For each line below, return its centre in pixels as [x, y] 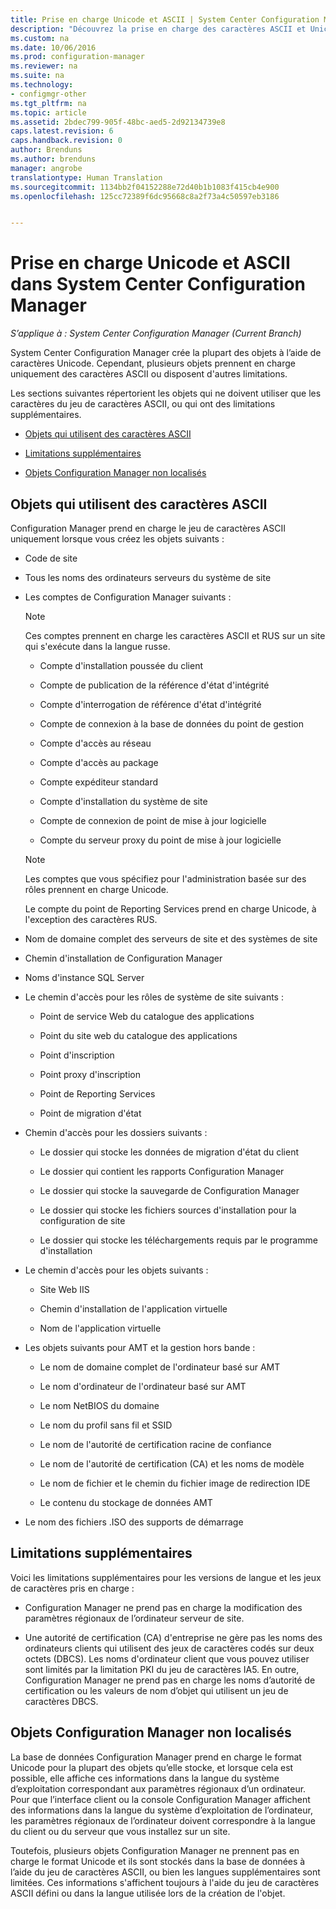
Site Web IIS [64, 1289]
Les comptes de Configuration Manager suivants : [128, 597]
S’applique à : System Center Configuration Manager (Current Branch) [156, 333]
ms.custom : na [40, 38]
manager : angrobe [46, 168]
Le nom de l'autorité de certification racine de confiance [155, 1444]
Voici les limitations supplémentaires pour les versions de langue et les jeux [166, 1577]
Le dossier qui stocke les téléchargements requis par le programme [178, 1240]
